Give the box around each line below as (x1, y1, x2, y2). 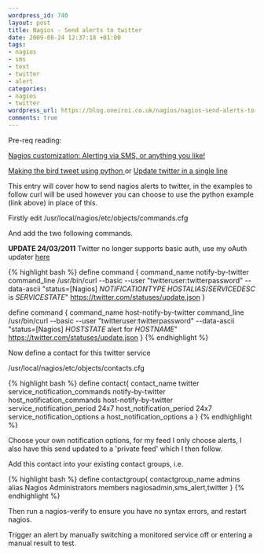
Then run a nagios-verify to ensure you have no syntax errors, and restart (8, 506, 247, 515)
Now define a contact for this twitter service (8, 348, 151, 357)
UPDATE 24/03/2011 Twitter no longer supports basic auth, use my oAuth (8, 243, 247, 253)
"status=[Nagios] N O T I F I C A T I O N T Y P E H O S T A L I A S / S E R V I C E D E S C (42, 284, 255, 294)
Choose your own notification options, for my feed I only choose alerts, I (8, 435, 242, 445)
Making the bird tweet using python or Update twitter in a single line (8, 166, 228, 175)
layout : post (8, 19, 51, 27)
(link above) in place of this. (8, 198, 98, 207)
